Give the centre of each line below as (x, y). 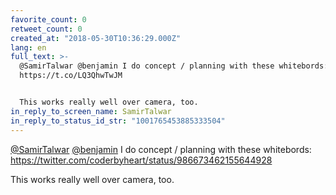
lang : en (28, 47)
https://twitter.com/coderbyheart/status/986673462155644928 (141, 160)
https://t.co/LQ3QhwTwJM (71, 76)
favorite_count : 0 (48, 19)
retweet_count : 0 (46, 29)
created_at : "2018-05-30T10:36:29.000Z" (96, 38)
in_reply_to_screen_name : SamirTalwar (91, 111)
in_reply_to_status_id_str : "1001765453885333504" (118, 121)
